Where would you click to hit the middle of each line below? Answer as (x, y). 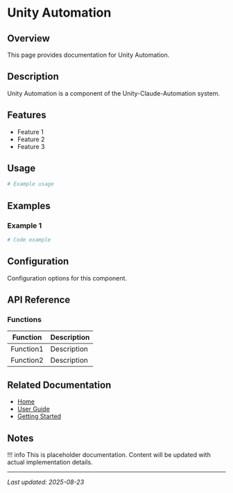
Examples (29, 206)
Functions (24, 320)
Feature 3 (31, 146)
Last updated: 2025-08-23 (46, 482)
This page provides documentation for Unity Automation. (88, 55)
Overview (29, 38)
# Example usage (31, 184)
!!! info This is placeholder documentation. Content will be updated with (109, 455)
